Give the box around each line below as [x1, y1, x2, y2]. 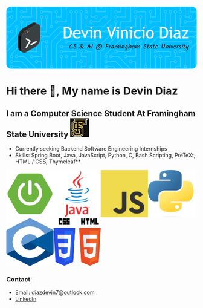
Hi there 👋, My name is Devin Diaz [6, 84, 178, 98]
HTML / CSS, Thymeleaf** [14, 158, 82, 165]
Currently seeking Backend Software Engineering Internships [14, 145, 167, 152]
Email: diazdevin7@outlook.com [14, 289, 95, 297]
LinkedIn [14, 295, 37, 303]
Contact [6, 275, 31, 284]
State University [6, 129, 69, 139]
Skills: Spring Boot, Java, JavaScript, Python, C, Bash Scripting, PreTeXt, [14, 152, 196, 159]
